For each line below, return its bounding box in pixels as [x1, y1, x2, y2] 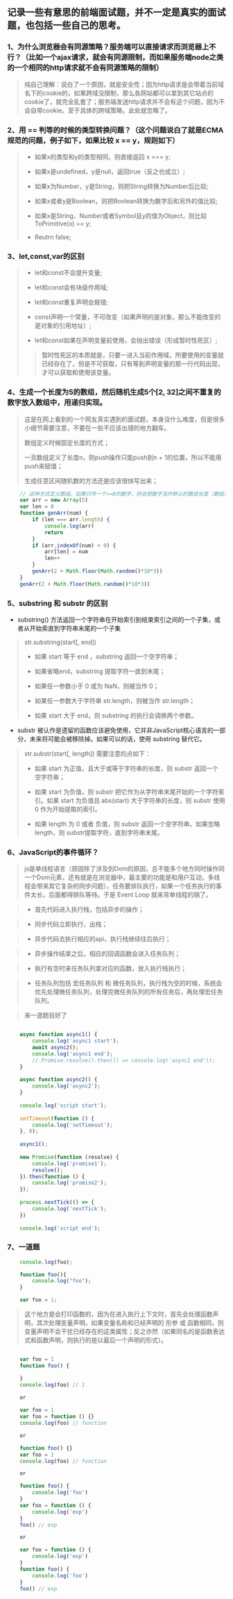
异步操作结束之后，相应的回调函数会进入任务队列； [34, 949, 181, 958]
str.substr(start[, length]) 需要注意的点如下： [24, 750, 151, 758]
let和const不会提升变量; [34, 269, 103, 277]
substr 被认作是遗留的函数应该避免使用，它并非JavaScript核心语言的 [17, 726, 214, 734]
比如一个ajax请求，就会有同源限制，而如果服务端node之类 [28, 53, 224, 62]
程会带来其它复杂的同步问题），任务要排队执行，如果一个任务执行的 [24, 882, 216, 890]
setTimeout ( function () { [19, 1115, 95, 1122]
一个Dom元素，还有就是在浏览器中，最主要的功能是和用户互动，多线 [24, 873, 221, 881]
